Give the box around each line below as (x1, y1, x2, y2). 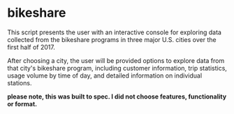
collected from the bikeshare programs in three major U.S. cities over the (7, 35, 217, 43)
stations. (7, 78, 32, 87)
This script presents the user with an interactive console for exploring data (7, 28, 222, 36)
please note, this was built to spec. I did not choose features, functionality (7, 92, 227, 101)
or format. (7, 99, 37, 108)
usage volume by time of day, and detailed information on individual (7, 71, 203, 80)
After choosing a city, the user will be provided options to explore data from (7, 56, 225, 64)
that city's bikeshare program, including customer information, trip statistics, (7, 64, 227, 72)
